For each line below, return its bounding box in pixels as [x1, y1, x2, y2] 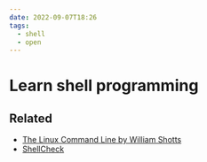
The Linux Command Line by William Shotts [21, 135, 182, 145]
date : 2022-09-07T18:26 [9, 12, 98, 22]
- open [17, 37, 42, 47]
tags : [9, 21, 29, 30]
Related [9, 111, 53, 126]
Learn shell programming [9, 76, 199, 96]
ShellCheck [21, 143, 65, 155]
